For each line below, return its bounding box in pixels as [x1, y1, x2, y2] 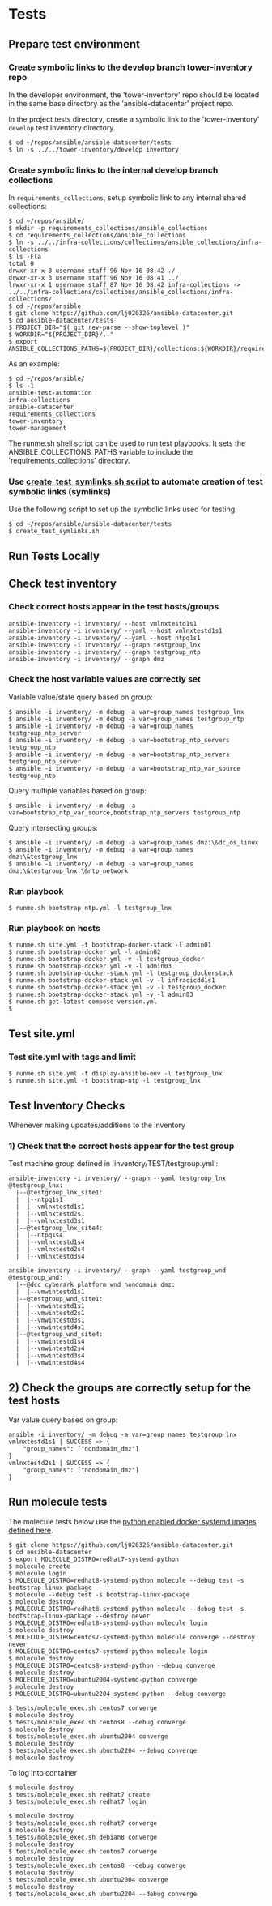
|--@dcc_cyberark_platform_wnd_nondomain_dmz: [15, 1281, 176, 1289]
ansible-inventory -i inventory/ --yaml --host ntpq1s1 [8, 634, 201, 642]
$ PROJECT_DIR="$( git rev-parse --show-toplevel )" [8, 323, 190, 332]
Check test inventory [8, 577, 117, 591]
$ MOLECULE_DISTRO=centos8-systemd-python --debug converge [8, 1661, 216, 1669]
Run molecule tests [8, 1495, 108, 1509]
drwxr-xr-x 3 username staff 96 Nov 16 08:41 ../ [8, 274, 180, 282]
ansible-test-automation [8, 389, 92, 397]
